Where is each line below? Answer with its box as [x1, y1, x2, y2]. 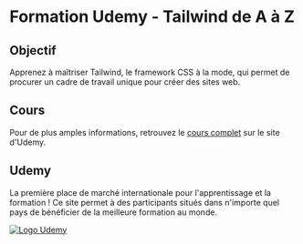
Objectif [9, 43, 57, 58]
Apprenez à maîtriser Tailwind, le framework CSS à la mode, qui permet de [9, 66, 290, 77]
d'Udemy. [9, 137, 47, 147]
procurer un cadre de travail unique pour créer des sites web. [9, 76, 241, 87]
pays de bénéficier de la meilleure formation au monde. [9, 207, 217, 218]
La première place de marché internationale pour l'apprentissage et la [9, 187, 272, 198]
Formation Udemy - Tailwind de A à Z [9, 6, 295, 27]
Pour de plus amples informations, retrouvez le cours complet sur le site [9, 127, 280, 137]
